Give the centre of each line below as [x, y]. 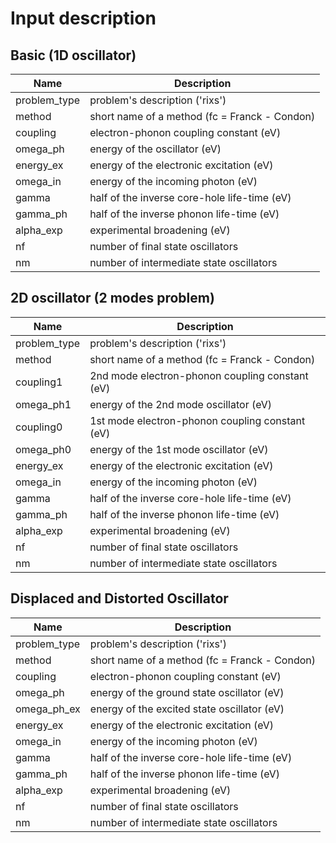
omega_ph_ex [48, 709]
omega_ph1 [43, 404]
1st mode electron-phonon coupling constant [197, 420]
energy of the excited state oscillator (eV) [187, 709]
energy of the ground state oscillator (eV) [187, 692]
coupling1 [39, 382]
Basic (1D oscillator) [73, 55]
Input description [83, 18]
